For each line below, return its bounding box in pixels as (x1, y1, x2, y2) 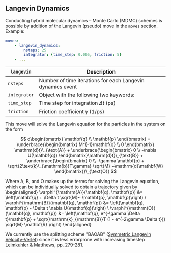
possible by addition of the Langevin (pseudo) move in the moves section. (5, 23, 158, 29)
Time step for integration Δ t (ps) (39, 100, 116, 107)
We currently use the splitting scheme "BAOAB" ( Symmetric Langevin (5, 231, 151, 237)
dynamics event (39, 83, 77, 90)
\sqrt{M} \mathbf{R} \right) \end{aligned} (5, 222, 92, 228)
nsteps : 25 (23, 48, 47, 53)
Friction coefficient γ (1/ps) (39, 108, 105, 115)
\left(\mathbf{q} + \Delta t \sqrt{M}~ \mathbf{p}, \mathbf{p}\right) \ (5, 195, 147, 201)
